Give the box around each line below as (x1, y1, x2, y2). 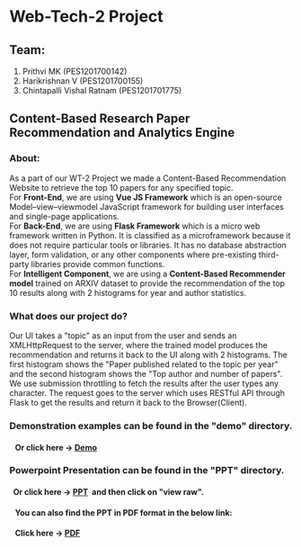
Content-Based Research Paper (9, 111, 190, 127)
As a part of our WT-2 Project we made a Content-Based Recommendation (9, 173, 287, 184)
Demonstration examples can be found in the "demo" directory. (9, 419, 293, 432)
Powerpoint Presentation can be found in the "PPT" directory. (9, 464, 285, 477)
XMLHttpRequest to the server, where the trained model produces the (9, 339, 268, 350)
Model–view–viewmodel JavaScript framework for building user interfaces (9, 201, 285, 212)
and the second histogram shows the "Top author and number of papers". (9, 368, 283, 379)
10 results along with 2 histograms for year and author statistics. (9, 287, 247, 298)
